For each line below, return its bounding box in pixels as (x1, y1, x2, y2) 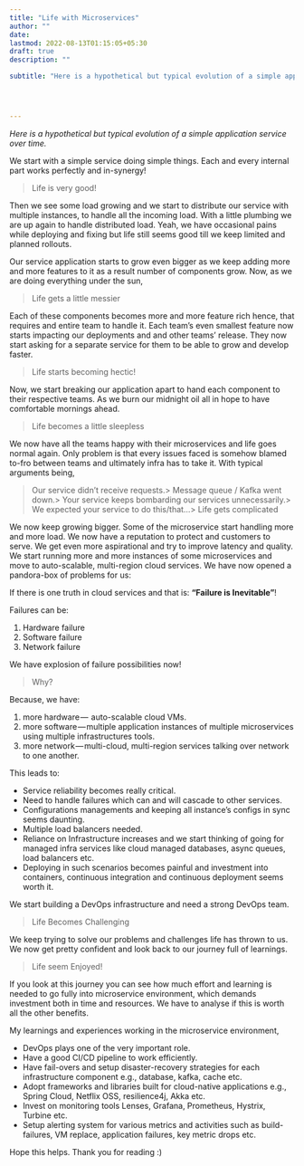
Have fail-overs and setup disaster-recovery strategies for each (22, 1061, 261, 1073)
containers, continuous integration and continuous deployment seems (22, 871, 284, 883)
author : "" (9, 22, 51, 31)
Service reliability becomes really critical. (22, 785, 176, 796)
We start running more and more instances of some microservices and (9, 550, 273, 561)
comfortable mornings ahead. (9, 403, 120, 414)
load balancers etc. (22, 852, 95, 863)
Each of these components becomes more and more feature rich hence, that (9, 310, 295, 321)
